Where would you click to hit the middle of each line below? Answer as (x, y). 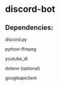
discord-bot (30, 9)
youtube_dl (17, 59)
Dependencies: (29, 28)
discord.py (16, 39)
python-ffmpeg (21, 49)
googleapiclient (21, 78)
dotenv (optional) (23, 68)
